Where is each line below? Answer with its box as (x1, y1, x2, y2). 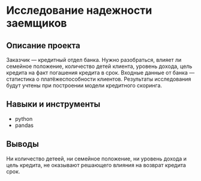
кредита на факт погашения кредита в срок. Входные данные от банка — (6, 69, 195, 76)
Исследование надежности (6, 4, 152, 17)
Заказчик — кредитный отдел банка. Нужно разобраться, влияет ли (6, 57, 182, 63)
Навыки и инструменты (6, 99, 101, 109)
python (14, 115, 33, 122)
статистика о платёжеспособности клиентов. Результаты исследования (6, 76, 191, 82)
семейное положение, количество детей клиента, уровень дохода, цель (6, 63, 193, 70)
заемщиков (6, 16, 67, 30)
